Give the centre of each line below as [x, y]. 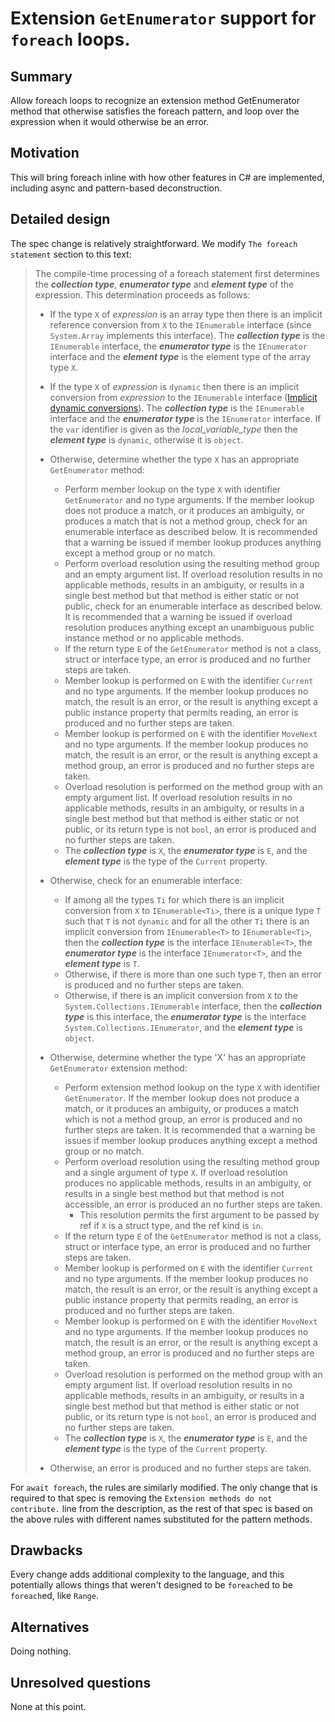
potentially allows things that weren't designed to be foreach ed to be [151, 1585]
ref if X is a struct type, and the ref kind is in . [171, 1225]
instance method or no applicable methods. [154, 638]
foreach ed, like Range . [54, 1596]
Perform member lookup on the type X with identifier [173, 489]
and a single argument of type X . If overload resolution [176, 1172]
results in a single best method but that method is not [174, 1193]
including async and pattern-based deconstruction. [116, 188]
